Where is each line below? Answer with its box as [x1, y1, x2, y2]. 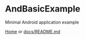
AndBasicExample [5, 3, 81, 14]
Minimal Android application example [5, 19, 79, 25]
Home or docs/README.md [5, 28, 61, 34]
